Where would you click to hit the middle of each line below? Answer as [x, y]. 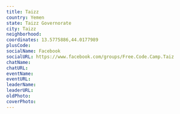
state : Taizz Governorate [39, 23]
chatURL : [17, 68]
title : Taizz [23, 12]
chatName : [19, 62]
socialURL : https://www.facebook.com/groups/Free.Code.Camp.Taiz [90, 57]
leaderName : [21, 85]
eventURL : [19, 79]
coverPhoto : [21, 101]
